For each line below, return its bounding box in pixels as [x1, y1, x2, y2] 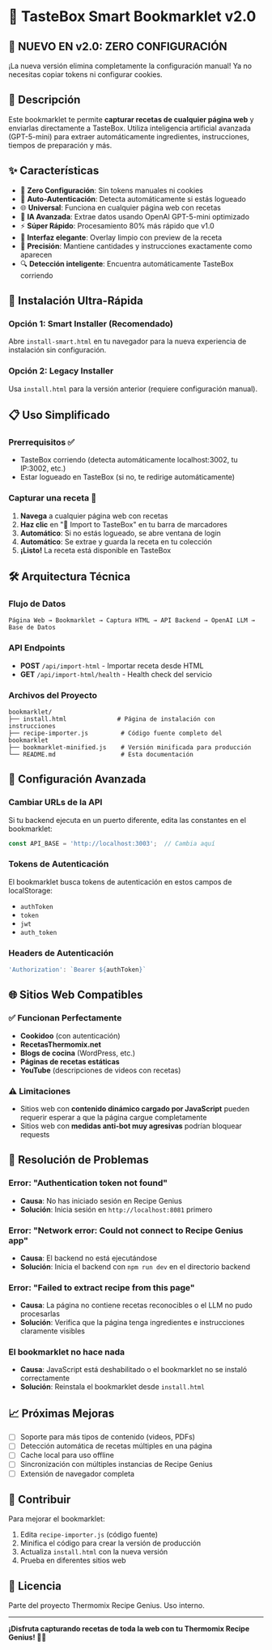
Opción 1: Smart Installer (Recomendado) [8, 318, 174, 329]
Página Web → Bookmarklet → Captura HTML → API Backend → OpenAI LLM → [8, 616, 255, 625]
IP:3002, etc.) [19, 463, 66, 473]
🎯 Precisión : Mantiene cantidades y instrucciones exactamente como [19, 241, 253, 250]
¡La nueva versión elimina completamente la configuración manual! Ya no [8, 61, 253, 70]
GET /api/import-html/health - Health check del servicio [19, 669, 213, 679]
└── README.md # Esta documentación [8, 750, 194, 758]
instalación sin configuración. [8, 345, 107, 355]
